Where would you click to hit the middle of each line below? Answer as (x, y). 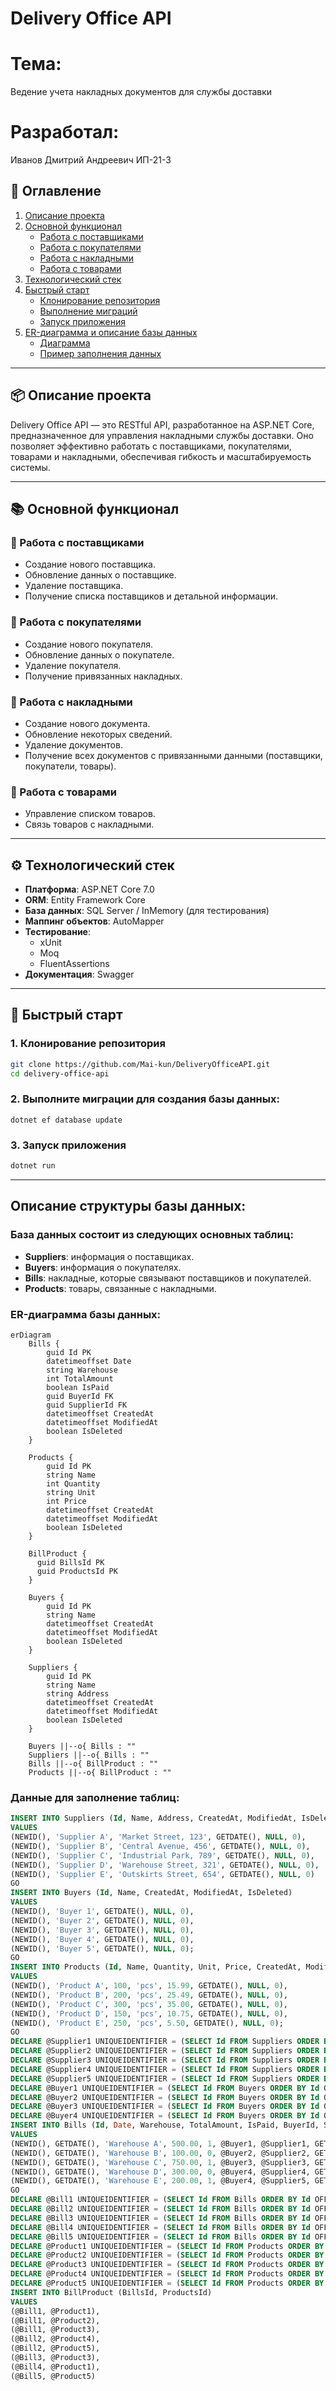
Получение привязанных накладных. (103, 676)
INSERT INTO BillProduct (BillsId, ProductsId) (111, 2292)
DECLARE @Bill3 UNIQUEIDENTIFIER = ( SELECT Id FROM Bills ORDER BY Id (160, 2218)
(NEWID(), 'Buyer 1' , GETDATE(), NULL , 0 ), (102, 1912)
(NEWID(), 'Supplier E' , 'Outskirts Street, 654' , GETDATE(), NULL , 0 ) (162, 1874)
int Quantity (73, 1483)
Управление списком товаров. (90, 814)
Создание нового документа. (87, 723)
